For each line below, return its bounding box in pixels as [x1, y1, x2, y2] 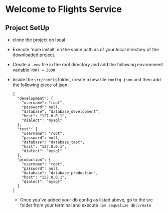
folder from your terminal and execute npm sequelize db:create [20, 202, 151, 208]
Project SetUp [5, 24, 50, 32]
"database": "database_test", [22, 140, 85, 145]
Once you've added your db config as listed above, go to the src [20, 197, 153, 202]
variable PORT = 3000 [12, 67, 55, 73]
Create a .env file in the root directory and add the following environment [12, 62, 163, 67]
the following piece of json [12, 82, 68, 88]
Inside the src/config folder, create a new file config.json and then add [12, 77, 161, 82]
